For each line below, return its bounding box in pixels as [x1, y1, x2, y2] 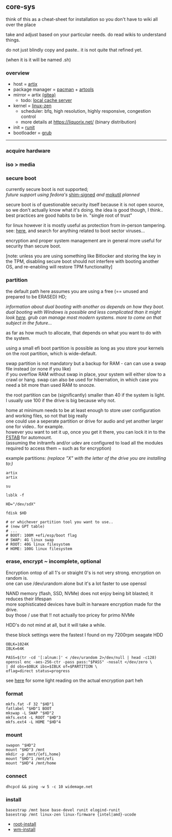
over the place [6, 21, 36, 28]
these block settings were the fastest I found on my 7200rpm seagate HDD [6, 631, 163, 638]
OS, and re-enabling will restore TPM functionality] [6, 264, 113, 270]
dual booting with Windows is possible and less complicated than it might [6, 309, 161, 315]
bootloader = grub [13, 130, 52, 136]
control [20, 113, 36, 120]
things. [6, 37, 20, 43]
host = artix [13, 81, 38, 87]
